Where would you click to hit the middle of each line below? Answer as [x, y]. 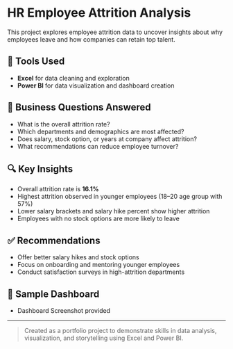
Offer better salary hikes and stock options [78, 257]
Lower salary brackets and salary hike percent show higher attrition [113, 211]
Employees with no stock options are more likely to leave [98, 219]
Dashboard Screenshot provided [64, 310]
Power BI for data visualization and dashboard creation [96, 86]
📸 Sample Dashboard [53, 294]
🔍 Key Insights [40, 169]
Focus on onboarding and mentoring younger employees [98, 265]
